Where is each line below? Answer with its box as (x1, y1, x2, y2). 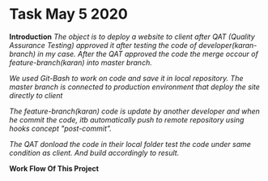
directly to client (9, 90, 63, 100)
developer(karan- (198, 40, 257, 50)
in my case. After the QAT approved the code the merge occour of (36, 49, 258, 58)
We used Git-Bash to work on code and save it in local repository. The (9, 73, 244, 83)
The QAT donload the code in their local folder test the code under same (9, 139, 252, 149)
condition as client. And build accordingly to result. (9, 148, 180, 157)
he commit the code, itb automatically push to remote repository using (9, 114, 245, 124)
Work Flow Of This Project (9, 163, 100, 173)
